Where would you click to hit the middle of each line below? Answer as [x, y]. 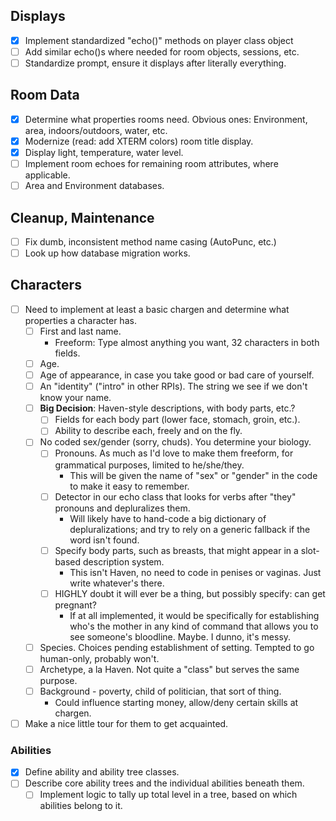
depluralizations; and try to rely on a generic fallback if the [190, 529]
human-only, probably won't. [99, 658]
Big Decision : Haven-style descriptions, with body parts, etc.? [167, 408]
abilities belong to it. [81, 806]
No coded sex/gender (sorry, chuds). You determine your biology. [175, 442]
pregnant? [75, 605]
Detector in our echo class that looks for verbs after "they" [175, 496]
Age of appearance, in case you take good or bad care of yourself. [177, 375]
